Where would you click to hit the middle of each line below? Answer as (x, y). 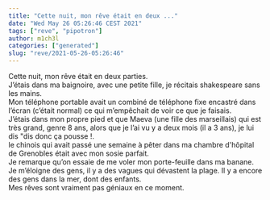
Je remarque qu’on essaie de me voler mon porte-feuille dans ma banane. (131, 162)
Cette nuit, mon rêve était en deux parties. (78, 76)
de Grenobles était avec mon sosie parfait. (79, 153)
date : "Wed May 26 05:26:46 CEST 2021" (75, 23)
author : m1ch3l (34, 38)
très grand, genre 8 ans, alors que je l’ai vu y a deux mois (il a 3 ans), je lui (131, 127)
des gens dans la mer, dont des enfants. (75, 179)
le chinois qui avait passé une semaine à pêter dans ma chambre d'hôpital (131, 145)
